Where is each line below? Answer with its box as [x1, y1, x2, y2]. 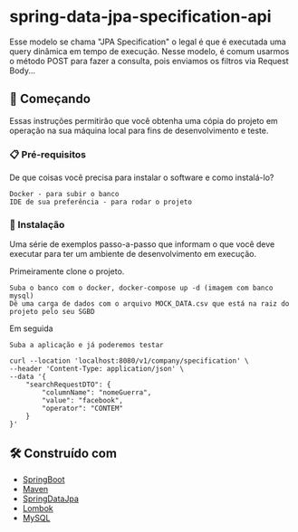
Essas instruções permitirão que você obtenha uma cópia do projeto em [9, 115, 278, 126]
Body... [9, 65, 36, 76]
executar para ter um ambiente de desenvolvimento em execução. [9, 249, 256, 260]
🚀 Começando [9, 91, 91, 107]
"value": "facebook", [42, 396, 124, 405]
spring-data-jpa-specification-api [9, 6, 272, 27]
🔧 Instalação [9, 218, 65, 231]
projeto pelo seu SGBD [9, 308, 95, 317]
